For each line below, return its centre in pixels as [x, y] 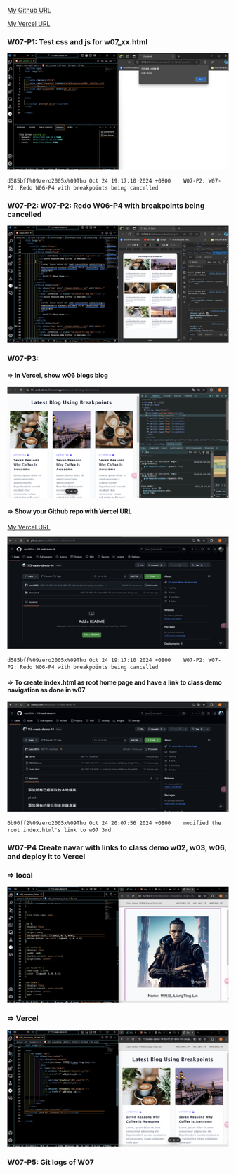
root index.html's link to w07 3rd [59, 830]
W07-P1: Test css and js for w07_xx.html [78, 41]
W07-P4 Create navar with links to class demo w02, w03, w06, [117, 847]
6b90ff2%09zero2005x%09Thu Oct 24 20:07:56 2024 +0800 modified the [114, 823]
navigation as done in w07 [46, 690]
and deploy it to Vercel [46, 856]
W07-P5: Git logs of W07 [51, 1162]
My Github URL [29, 10]
